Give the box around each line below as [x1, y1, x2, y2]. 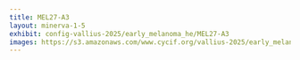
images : [9, 37, 38, 47]
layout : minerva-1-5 [9, 21, 87, 30]
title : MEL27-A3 [9, 12, 70, 22]
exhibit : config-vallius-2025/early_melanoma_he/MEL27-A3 [9, 29, 229, 38]
